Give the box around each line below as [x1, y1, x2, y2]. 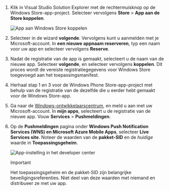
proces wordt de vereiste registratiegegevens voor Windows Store [10, 66, 151, 73]
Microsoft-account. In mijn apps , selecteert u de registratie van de [10, 108, 151, 114]
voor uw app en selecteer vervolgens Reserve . [10, 46, 110, 52]
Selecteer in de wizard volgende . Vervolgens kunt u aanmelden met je [10, 35, 159, 41]
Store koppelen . [10, 15, 45, 21]
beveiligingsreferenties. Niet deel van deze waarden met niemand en [10, 175, 155, 181]
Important [10, 159, 31, 165]
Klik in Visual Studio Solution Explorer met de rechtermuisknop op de [10, 5, 156, 10]
